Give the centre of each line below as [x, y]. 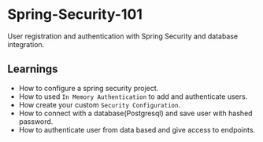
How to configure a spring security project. [89, 88]
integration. [26, 44]
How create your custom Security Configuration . [100, 104]
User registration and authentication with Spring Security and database [123, 36]
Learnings [33, 69]
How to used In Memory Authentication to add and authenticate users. [133, 96]
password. [36, 121]
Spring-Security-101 [75, 15]
